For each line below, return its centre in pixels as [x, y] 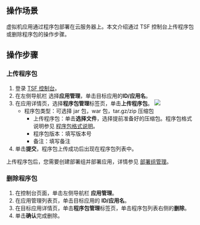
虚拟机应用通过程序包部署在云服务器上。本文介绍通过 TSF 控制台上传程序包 [100, 27]
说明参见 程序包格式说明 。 [66, 126]
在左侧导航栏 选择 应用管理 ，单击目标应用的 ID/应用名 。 [83, 96]
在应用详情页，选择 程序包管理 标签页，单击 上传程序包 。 [84, 103]
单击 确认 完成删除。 [39, 215]
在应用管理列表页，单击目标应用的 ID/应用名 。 [72, 200]
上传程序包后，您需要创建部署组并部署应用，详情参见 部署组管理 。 [89, 161]
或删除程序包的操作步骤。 [38, 34]
